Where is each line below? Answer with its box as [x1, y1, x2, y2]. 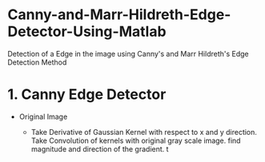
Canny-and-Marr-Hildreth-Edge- [7, 6, 231, 24]
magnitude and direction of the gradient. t [30, 144, 169, 153]
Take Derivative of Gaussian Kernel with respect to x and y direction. [30, 127, 258, 136]
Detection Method [7, 57, 67, 67]
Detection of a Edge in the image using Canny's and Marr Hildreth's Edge [7, 49, 249, 58]
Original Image [18, 112, 68, 121]
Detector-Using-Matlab [7, 22, 167, 41]
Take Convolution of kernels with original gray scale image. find [30, 136, 241, 145]
